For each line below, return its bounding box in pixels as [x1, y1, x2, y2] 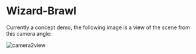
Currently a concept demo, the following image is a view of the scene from [6, 24, 190, 31]
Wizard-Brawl [6, 4, 76, 18]
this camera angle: [6, 30, 52, 37]
